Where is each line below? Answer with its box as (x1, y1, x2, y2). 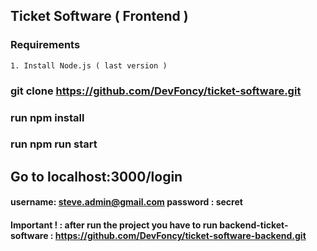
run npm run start (10, 137, 98, 151)
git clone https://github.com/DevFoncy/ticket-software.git (10, 84, 302, 98)
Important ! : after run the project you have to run (10, 219, 218, 231)
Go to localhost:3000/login (10, 168, 183, 185)
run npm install (10, 110, 85, 124)
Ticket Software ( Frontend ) (10, 8, 189, 25)
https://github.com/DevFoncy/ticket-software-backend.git (54, 230, 307, 242)
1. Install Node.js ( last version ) (10, 60, 168, 71)
